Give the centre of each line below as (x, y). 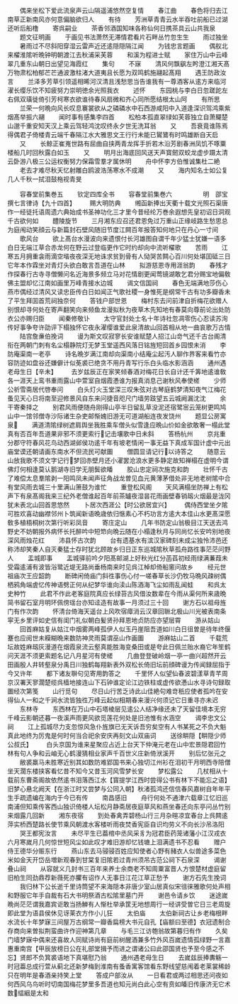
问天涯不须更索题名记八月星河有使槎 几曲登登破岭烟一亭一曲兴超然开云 (117, 656)
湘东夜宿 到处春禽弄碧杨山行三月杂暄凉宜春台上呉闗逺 (143, 815)
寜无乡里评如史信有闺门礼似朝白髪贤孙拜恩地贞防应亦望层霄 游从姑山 (114, 620)
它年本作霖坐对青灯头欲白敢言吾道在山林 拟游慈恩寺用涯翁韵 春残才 (118, 265)
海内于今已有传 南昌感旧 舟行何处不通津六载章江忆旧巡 (136, 798)
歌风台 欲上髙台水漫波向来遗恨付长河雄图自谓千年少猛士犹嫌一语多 (123, 239)
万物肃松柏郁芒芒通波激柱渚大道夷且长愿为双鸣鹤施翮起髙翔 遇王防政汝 (117, 72)
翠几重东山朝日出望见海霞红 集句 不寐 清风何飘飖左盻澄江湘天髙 (119, 64)
